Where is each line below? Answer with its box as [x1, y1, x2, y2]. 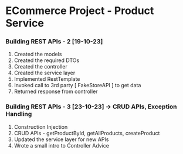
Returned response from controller [13, 88, 98, 95]
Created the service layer [13, 69, 76, 77]
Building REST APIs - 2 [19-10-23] [5, 37, 103, 46]
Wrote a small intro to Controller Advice [13, 142, 110, 149]
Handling [5, 110, 32, 118]
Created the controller [13, 63, 68, 70]
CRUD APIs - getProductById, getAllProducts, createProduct [13, 129, 160, 136]
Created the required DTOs [13, 57, 80, 64]
